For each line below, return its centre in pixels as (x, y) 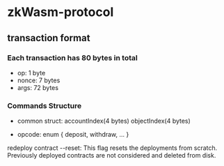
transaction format (49, 38)
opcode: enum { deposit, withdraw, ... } (73, 135)
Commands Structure (45, 105)
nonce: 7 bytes (39, 80)
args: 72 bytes (38, 87)
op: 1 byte (31, 73)
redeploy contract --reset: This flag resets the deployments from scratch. (112, 148)
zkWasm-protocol (61, 12)
